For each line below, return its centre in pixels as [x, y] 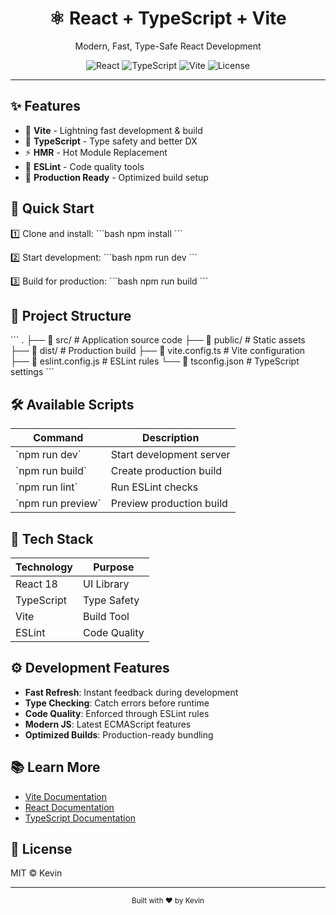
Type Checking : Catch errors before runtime [117, 703]
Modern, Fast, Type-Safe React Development [168, 46]
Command [58, 438]
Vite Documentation [66, 796]
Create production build [166, 471]
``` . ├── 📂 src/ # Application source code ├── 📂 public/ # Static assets [158, 340]
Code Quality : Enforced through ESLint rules [117, 713]
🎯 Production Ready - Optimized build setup [116, 177]
